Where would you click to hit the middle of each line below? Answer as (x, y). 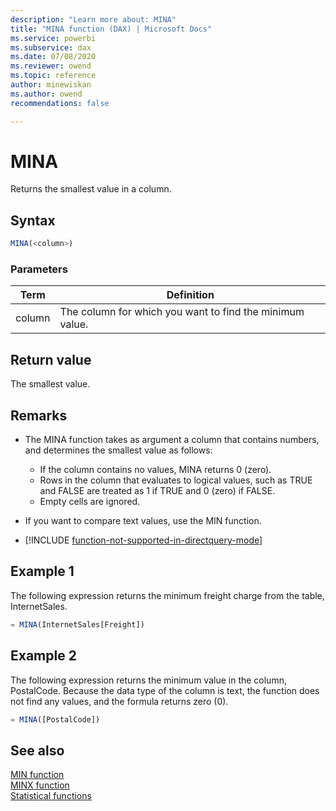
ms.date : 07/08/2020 (53, 57)
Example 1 (42, 571)
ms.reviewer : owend (51, 66)
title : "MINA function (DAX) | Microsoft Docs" (111, 29)
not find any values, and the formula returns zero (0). (119, 701)
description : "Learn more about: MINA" (93, 19)
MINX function (40, 785)
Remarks (39, 415)
